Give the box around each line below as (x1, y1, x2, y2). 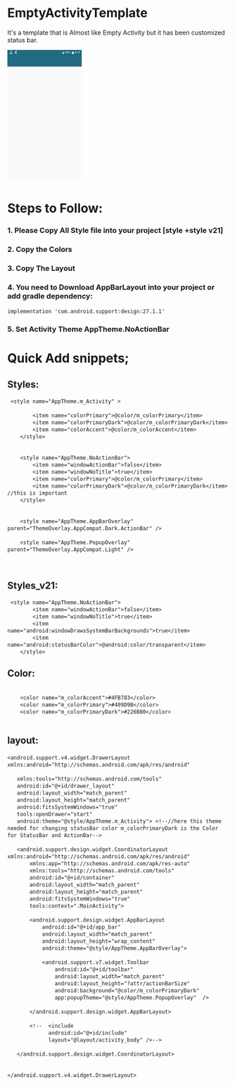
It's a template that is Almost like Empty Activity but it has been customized (7, 28, 225, 37)
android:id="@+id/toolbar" (54, 965, 134, 973)
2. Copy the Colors (7, 244, 72, 254)
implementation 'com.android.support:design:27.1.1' (7, 308, 165, 315)
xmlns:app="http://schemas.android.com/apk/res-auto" (29, 859, 191, 867)
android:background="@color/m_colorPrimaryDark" (54, 987, 200, 994)
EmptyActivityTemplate (7, 5, 148, 21)
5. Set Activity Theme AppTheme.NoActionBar (7, 325, 170, 334)
